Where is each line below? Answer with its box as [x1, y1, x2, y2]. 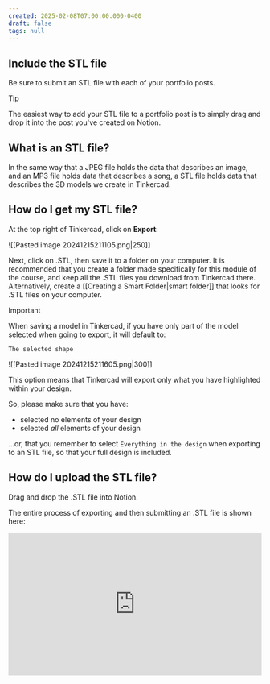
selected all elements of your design [19, 423, 141, 433]
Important [8, 305, 41, 315]
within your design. [8, 383, 72, 393]
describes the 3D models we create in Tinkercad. [8, 180, 171, 189]
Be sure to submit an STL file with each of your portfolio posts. [8, 78, 215, 88]
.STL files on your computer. [8, 289, 102, 299]
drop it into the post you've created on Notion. [8, 118, 162, 127]
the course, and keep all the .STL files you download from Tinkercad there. [8, 272, 256, 282]
